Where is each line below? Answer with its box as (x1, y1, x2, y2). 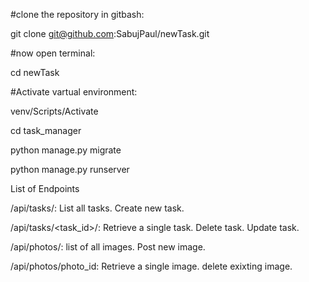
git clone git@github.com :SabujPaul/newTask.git (10, 28, 210, 39)
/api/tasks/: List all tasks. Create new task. (10, 202, 185, 214)
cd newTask (10, 67, 60, 78)
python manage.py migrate (10, 144, 122, 156)
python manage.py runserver (10, 164, 130, 175)
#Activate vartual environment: (10, 86, 138, 98)
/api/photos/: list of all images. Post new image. (10, 241, 206, 253)
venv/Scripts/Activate (10, 105, 99, 117)
